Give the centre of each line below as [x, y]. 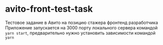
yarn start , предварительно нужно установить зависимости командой [80, 33]
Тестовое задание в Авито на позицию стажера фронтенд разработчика [81, 22]
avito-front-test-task [49, 9]
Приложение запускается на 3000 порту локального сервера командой [81, 27]
